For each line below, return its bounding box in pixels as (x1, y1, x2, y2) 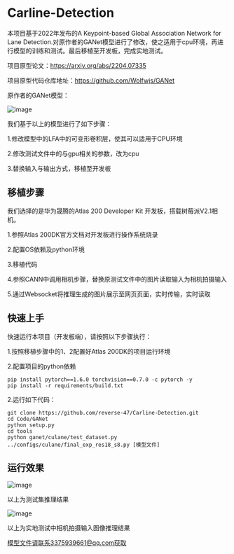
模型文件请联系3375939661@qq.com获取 (7, 539, 127, 547)
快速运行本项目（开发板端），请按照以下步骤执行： (7, 332, 152, 340)
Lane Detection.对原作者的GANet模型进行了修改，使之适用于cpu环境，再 (7, 37, 218, 46)
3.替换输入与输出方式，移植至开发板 (7, 164, 111, 172)
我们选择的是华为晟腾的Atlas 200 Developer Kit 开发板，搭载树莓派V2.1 (7, 207, 212, 215)
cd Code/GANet (7, 415, 49, 422)
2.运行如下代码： (7, 395, 56, 403)
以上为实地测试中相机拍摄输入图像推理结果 (7, 524, 130, 532)
